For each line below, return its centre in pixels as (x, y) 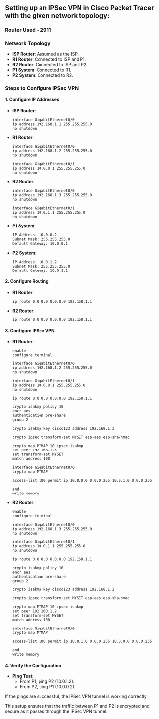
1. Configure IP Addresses (32, 100)
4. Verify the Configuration (33, 665)
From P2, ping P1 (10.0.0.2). (47, 687)
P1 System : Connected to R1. (42, 70)
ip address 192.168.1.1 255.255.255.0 (52, 124)
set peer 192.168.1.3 (34, 450)
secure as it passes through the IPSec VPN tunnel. (56, 711)
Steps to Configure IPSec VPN (42, 88)
